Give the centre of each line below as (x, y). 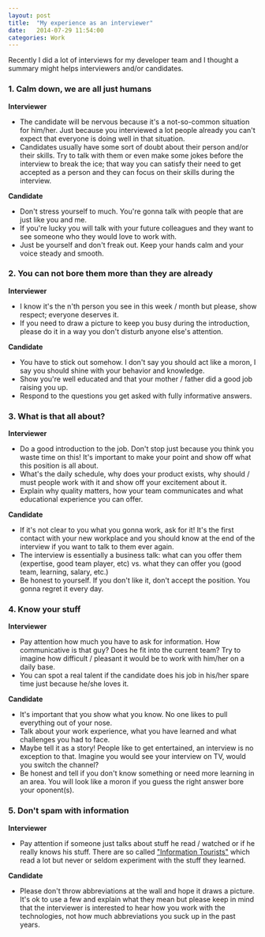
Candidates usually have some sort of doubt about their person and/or (134, 146)
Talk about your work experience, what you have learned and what (128, 731)
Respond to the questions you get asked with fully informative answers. (136, 396)
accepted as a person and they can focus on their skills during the (127, 172)
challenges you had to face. (65, 740)
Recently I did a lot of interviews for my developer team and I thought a (123, 60)
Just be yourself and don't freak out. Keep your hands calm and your (132, 245)
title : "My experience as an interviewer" (81, 23)
